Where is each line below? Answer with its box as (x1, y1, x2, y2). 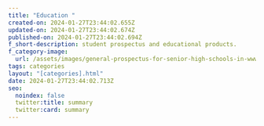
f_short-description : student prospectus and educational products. (8, 41, 237, 49)
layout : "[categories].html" (8, 70, 104, 77)
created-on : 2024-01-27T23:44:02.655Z (8, 19, 135, 27)
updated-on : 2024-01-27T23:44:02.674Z (8, 26, 135, 34)
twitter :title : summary (15, 99, 93, 106)
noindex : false (15, 92, 65, 99)
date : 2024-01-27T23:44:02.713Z (8, 77, 114, 85)
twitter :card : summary (15, 106, 90, 114)
